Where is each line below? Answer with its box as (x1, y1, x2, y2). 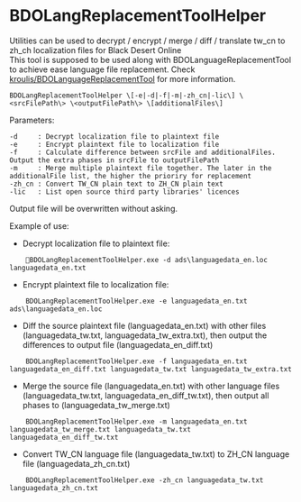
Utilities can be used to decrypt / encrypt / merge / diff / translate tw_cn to (9, 35, 286, 46)
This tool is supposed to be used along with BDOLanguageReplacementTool (9, 54, 291, 65)
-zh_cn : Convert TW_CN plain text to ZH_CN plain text (9, 179, 223, 188)
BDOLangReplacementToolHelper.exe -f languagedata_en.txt (25, 357, 248, 366)
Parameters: (9, 114, 55, 125)
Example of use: (9, 220, 69, 231)
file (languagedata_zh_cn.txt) (22, 458, 131, 469)
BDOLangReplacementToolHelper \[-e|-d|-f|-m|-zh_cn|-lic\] (9, 91, 236, 100)
